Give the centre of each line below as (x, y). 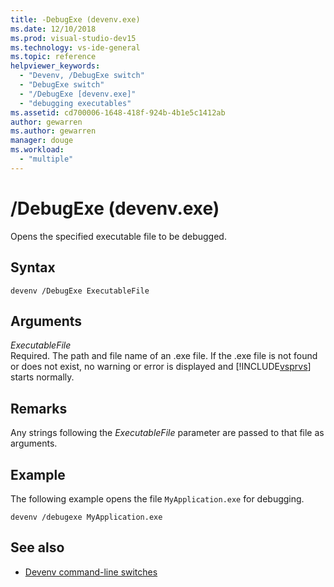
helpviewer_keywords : (55, 66)
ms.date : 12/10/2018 (53, 29)
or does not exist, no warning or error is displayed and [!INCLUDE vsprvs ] (161, 367)
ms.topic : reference (53, 57)
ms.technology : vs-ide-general (75, 47)
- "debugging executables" (75, 103)
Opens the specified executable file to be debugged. (118, 236)
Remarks (39, 408)
